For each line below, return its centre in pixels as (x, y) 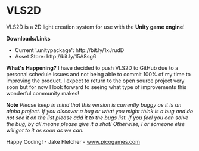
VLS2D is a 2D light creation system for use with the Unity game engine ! (95, 27)
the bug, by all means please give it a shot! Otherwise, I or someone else (96, 124)
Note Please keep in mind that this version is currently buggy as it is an (94, 104)
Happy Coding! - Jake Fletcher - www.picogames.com (73, 141)
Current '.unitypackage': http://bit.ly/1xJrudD (69, 50)
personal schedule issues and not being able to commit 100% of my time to (99, 74)
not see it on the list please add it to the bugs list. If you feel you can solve (97, 118)
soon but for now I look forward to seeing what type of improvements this (96, 87)
